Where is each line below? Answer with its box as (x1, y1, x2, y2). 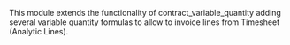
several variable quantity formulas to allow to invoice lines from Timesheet (9, 17, 280, 27)
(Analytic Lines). (9, 26, 69, 36)
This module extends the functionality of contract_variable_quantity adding (9, 8, 281, 18)
